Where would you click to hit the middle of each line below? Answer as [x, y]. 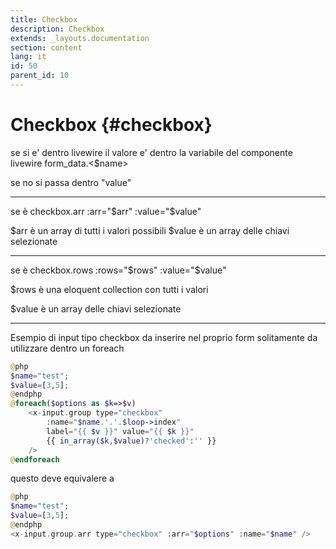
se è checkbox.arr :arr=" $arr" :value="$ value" [106, 211]
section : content [46, 47]
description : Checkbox [57, 29]
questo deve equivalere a [62, 478]
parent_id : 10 [40, 76]
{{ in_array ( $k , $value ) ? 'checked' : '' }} [131, 441]
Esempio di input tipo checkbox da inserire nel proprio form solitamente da [164, 337]
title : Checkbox [44, 19]
